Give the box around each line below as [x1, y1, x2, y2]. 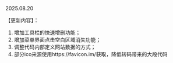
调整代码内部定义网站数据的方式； [13, 43, 96, 50]
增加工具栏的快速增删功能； [13, 29, 81, 36]
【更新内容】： [5, 17, 39, 24]
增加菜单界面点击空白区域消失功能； [13, 36, 101, 43]
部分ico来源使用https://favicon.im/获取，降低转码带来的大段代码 [13, 51, 168, 57]
